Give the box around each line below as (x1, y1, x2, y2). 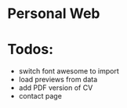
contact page (18, 92, 62, 101)
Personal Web (7, 5, 100, 23)
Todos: (7, 41, 54, 59)
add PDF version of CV (18, 83, 93, 92)
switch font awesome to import (18, 67, 119, 76)
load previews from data (18, 75, 98, 85)
